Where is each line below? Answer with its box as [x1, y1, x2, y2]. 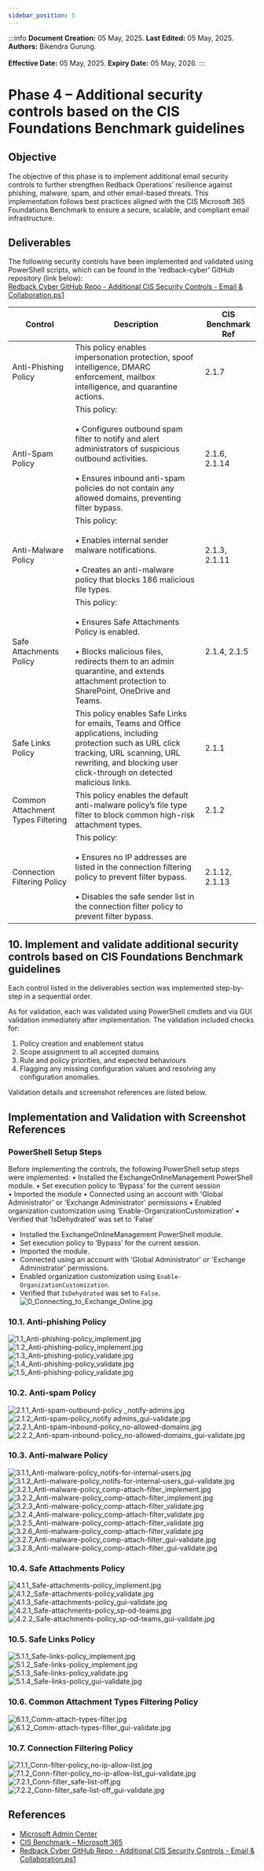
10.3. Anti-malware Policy [8, 1450, 108, 1461]
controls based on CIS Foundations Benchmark [8, 950, 244, 963]
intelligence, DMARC [75, 361, 152, 372]
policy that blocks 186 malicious [75, 574, 195, 585]
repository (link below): [8, 273, 83, 283]
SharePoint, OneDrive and [75, 686, 171, 697]
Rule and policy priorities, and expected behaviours [19, 1056, 186, 1065]
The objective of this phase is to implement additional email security [8, 171, 229, 181]
